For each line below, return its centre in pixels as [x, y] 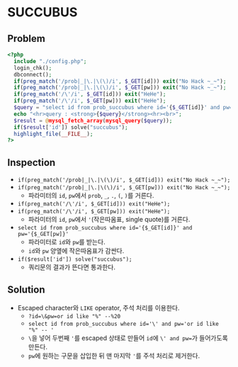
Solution [26, 290]
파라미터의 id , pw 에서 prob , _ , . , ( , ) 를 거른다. [91, 196]
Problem [27, 39]
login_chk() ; [33, 68]
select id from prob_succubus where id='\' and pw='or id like [124, 324]
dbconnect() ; [33, 74]
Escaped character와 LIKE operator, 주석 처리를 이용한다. [98, 307]
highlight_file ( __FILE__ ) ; [53, 134]
